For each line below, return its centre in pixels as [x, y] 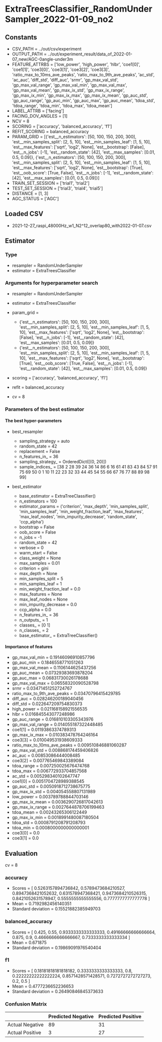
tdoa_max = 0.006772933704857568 [49, 771]
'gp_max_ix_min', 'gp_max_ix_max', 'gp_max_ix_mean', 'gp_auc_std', [80, 95]
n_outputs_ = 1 [34, 620]
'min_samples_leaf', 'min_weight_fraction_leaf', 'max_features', [81, 511]
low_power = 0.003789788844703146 [50, 797]
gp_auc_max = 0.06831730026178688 [50, 678]
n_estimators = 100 [38, 501]
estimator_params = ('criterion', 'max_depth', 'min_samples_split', [84, 506]
